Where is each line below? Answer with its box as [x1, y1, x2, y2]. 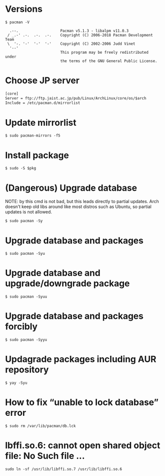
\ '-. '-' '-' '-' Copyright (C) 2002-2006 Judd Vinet [7, 41, 135, 46]
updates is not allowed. [5, 209, 52, 215]
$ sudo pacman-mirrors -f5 [5, 133, 61, 138]
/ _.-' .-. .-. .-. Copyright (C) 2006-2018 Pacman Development [7, 33, 153, 37]
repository [5, 364, 49, 375]
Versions [5, 3, 43, 15]
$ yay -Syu [5, 380, 28, 385]
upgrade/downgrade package [5, 278, 130, 289]
